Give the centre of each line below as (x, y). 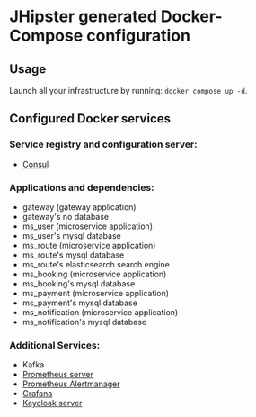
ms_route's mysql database (73, 255)
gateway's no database (66, 216)
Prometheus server (58, 375)
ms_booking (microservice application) (94, 274)
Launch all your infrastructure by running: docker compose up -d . (128, 91)
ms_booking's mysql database (79, 283)
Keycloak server (52, 403)
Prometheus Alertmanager (71, 384)
